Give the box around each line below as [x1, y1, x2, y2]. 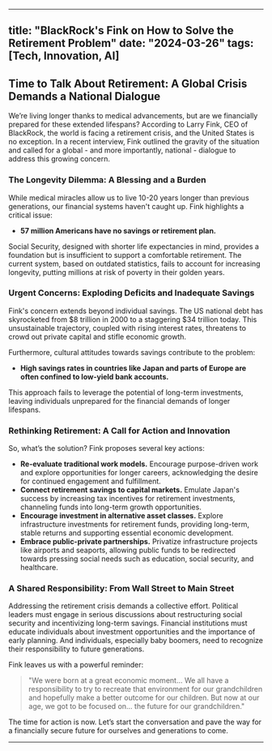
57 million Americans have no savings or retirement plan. [19, 225, 217, 235]
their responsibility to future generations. [8, 644, 145, 654]
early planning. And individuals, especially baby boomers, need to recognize [8, 636, 263, 646]
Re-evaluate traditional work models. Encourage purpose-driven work [19, 459, 259, 469]
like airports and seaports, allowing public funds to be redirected [19, 545, 236, 556]
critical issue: [8, 210, 53, 220]
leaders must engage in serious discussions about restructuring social [8, 610, 243, 620]
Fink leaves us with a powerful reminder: [8, 660, 144, 670]
